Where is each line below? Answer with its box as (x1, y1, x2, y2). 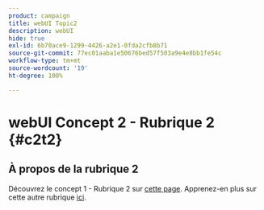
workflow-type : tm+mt (8, 57, 82, 65)
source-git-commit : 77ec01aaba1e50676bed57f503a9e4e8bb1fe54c (8, 49, 222, 57)
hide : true (8, 34, 45, 43)
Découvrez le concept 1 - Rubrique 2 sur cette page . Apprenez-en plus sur (8, 183, 257, 193)
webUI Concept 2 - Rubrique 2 (8, 113, 216, 131)
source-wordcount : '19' (8, 64, 89, 72)
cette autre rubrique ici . (8, 192, 86, 202)
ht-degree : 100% (8, 72, 63, 80)
